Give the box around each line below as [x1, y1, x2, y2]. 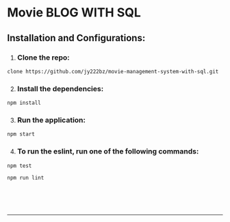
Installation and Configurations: [7, 32, 146, 44]
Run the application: [16, 115, 86, 125]
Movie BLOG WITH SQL [7, 5, 142, 21]
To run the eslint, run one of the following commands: [16, 147, 199, 156]
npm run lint [7, 174, 44, 181]
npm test [7, 162, 32, 169]
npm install [7, 99, 41, 107]
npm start [7, 131, 36, 138]
